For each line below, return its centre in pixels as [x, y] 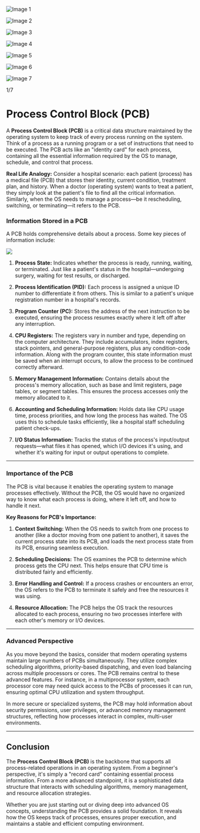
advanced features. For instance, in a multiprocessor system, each [88, 679]
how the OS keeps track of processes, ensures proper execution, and [91, 817]
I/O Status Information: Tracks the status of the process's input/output [102, 440]
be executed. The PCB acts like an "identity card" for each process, [89, 150]
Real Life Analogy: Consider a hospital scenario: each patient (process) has [99, 173]
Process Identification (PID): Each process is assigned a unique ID [97, 287]
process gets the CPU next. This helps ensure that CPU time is [91, 565]
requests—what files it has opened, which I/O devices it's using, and [99, 446]
